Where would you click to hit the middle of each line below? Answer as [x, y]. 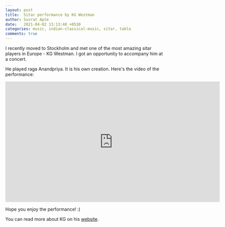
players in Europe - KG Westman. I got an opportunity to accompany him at [84, 54]
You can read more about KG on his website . [52, 219]
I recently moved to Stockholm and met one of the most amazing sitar [79, 48]
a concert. [16, 59]
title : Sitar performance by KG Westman [50, 15]
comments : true [21, 34]
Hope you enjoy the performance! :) [43, 209]
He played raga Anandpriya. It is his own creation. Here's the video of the [82, 69]
